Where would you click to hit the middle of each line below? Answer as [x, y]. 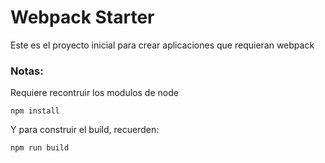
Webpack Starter [82, 17]
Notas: [27, 71]
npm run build [40, 148]
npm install [35, 111]
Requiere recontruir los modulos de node [94, 93]
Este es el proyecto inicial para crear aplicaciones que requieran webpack [162, 45]
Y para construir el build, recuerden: [85, 130]
